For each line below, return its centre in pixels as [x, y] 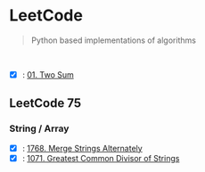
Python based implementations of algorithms [113, 40]
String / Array [39, 128]
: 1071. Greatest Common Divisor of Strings [101, 158]
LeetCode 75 [45, 103]
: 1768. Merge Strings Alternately [82, 148]
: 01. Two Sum [48, 74]
